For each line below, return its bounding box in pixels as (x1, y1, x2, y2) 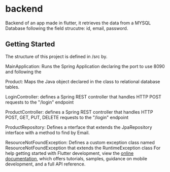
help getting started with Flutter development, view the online (5, 150, 134, 156)
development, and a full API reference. (5, 161, 86, 167)
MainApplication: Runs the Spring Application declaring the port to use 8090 (5, 63, 165, 69)
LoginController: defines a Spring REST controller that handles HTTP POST (5, 93, 161, 99)
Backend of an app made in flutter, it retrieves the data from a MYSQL (5, 20, 151, 26)
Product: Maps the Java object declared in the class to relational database (5, 78, 160, 84)
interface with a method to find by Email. (5, 129, 90, 135)
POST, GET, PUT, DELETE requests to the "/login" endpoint (5, 114, 129, 120)
